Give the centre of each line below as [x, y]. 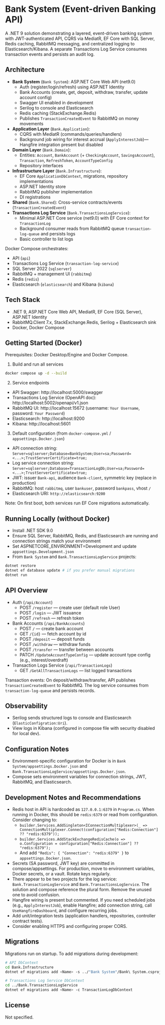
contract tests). [27, 921]
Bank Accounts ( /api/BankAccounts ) [48, 623]
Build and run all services [38, 364]
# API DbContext [22, 963]
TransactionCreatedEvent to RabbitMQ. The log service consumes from [77, 685]
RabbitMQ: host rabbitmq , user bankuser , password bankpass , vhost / [82, 488]
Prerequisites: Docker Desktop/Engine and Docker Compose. [67, 355]
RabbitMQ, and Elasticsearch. [42, 782]
